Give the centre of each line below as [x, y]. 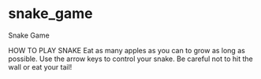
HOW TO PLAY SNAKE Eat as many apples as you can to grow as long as [127, 50]
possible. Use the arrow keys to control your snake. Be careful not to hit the [131, 59]
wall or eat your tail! [40, 66]
